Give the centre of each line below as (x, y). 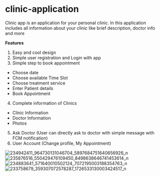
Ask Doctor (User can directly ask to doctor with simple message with (83, 132)
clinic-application (42, 9)
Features (14, 43)
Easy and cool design (34, 52)
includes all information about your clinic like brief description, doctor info (80, 28)
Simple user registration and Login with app (57, 57)
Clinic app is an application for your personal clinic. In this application (76, 23)
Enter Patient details (33, 88)
